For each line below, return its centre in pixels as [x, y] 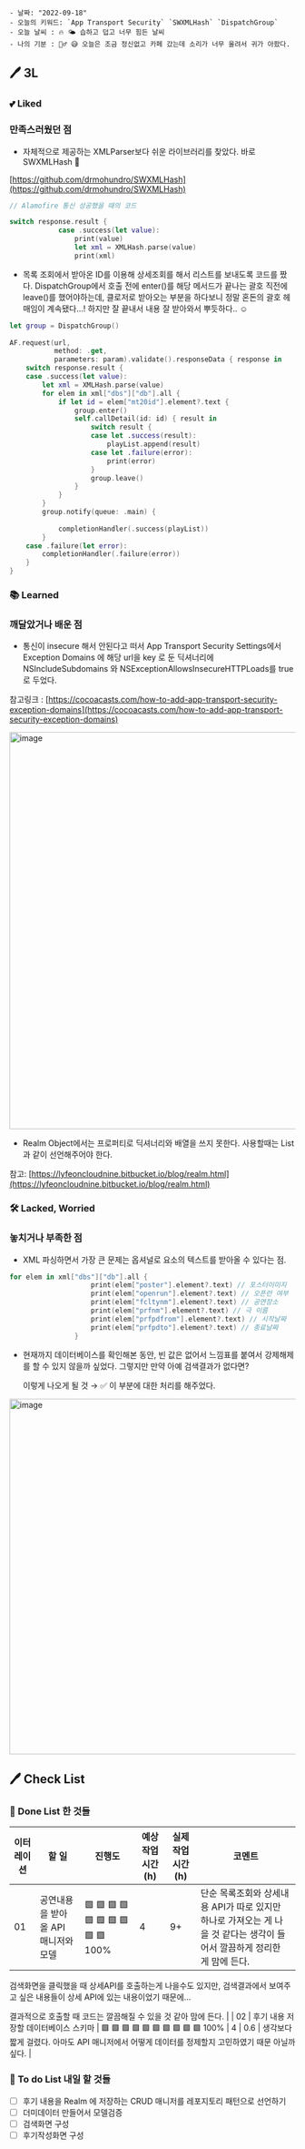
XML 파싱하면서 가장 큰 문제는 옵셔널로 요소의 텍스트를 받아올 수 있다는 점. [154, 1260]
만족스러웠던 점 [41, 130]
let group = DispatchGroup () [64, 326]
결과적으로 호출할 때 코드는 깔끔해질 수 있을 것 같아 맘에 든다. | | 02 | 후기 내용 [147, 2017]
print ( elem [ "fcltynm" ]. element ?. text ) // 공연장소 [184, 1303]
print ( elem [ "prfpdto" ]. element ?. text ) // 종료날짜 [184, 1327]
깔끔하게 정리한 [250, 1948]
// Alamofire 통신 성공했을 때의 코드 [73, 206]
